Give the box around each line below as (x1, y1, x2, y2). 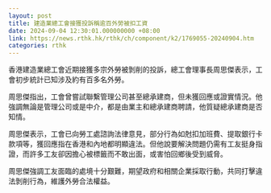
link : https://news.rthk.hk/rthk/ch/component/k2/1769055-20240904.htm (8, 34, 254, 43)
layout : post (8, 11, 52, 20)
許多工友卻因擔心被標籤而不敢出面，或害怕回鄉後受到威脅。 (29, 150, 227, 159)
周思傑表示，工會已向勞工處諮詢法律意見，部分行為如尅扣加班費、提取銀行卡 (8, 129, 263, 139)
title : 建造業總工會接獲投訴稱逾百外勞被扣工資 (8, 19, 148, 27)
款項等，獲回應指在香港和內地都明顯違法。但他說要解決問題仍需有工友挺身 (8, 139, 256, 149)
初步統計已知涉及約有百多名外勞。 (15, 75, 129, 84)
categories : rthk (8, 42, 67, 50)
